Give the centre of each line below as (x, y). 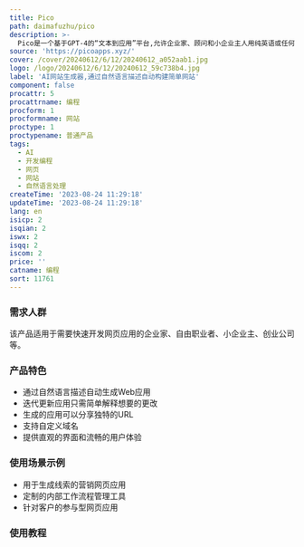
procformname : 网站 (45, 119)
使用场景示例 (38, 463)
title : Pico (32, 18)
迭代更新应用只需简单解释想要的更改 (90, 403)
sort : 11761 (32, 279)
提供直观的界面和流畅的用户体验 (82, 437)
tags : (19, 144)
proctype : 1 (32, 128)
